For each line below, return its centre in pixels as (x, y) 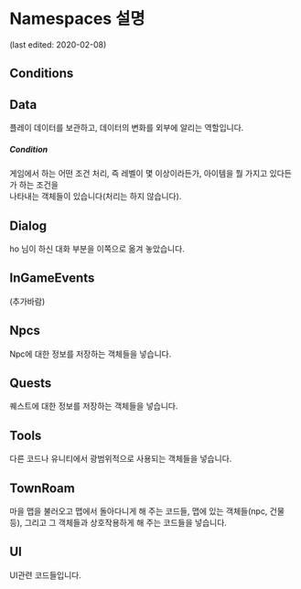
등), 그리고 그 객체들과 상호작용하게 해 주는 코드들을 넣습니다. (118, 522)
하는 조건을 (39, 185)
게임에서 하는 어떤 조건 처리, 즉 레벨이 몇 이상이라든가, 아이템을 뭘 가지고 (139, 174)
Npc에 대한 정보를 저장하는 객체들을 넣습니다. (91, 354)
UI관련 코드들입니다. (46, 575)
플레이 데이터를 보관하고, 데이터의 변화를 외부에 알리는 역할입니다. (127, 128)
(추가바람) (27, 301)
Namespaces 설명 (77, 19)
